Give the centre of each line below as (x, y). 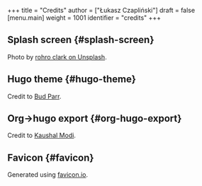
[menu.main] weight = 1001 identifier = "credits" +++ (84, 18)
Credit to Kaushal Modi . (42, 135)
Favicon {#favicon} (51, 157)
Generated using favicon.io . (48, 175)
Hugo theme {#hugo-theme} (72, 80)
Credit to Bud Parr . (34, 96)
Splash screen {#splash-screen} (81, 40)
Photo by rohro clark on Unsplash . (57, 57)
